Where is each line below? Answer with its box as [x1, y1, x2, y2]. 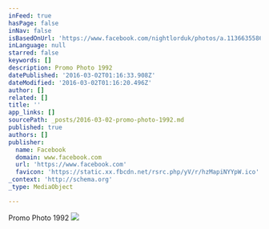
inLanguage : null [8, 42, 66, 50]
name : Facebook [15, 146, 66, 154]
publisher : [8, 138, 45, 147]
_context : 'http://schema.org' [8, 175, 113, 184]
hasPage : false [8, 19, 59, 27]
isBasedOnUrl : [8, 34, 56, 42]
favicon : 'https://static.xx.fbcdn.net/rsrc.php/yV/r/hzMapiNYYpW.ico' [15, 168, 260, 176]
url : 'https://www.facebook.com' [15, 161, 127, 169]
